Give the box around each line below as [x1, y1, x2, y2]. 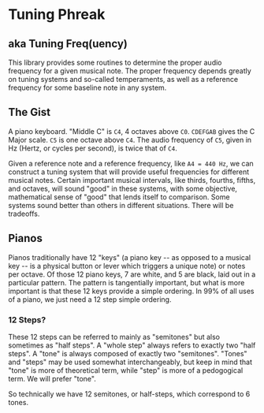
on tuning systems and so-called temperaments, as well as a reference [8, 75, 239, 84]
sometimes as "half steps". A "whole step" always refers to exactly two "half [8, 340, 256, 350]
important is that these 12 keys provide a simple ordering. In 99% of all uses [8, 286, 255, 296]
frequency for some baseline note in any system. [8, 83, 167, 92]
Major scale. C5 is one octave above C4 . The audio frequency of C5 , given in [8, 135, 252, 144]
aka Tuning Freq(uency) [8, 37, 128, 50]
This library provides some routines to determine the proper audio [8, 58, 222, 67]
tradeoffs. [8, 209, 40, 218]
